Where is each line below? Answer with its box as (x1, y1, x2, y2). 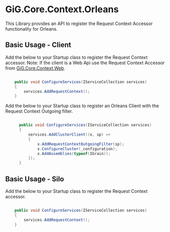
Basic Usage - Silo (5, 174, 64, 183)
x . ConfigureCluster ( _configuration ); (37, 146, 117, 151)
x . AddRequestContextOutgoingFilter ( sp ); (37, 141, 125, 146)
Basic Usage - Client (5, 41, 71, 49)
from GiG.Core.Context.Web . (5, 65, 65, 71)
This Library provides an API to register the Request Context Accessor (5, 20, 153, 27)
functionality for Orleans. (5, 25, 58, 32)
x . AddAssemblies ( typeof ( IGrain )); (37, 151, 111, 156)
